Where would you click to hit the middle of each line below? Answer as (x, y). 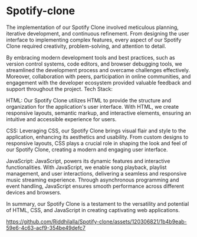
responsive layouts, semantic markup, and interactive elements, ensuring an (99, 113)
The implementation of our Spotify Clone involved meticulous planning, (92, 27)
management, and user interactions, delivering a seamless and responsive (96, 173)
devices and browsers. (34, 192)
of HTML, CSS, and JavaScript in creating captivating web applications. (93, 210)
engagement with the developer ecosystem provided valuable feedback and (99, 82)
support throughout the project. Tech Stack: (60, 89)
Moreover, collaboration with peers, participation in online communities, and (98, 76)
